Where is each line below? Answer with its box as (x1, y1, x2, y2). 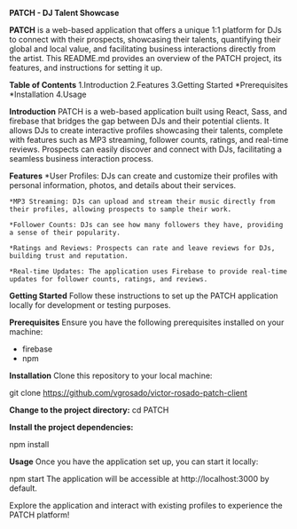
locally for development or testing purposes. (9, 300, 171, 310)
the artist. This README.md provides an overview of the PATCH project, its (9, 53, 282, 63)
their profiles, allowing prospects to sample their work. (9, 205, 232, 214)
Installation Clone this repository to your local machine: (9, 370, 213, 381)
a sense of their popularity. (9, 228, 121, 237)
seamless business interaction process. (9, 154, 153, 163)
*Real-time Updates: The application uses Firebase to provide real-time (9, 267, 288, 276)
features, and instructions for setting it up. (9, 62, 163, 73)
